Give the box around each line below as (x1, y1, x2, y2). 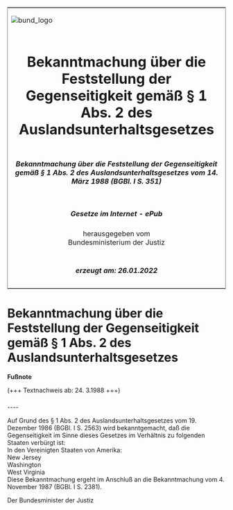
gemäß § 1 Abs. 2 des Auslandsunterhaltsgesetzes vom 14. (15, 168, 218, 177)
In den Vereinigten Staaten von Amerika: (7, 446, 123, 455)
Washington (7, 461, 42, 469)
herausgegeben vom (83, 229, 150, 238)
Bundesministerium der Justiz (68, 238, 165, 247)
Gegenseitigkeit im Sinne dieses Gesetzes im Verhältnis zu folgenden (7, 431, 205, 439)
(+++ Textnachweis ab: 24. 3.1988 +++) (7, 386, 121, 394)
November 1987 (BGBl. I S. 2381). (7, 483, 103, 491)
